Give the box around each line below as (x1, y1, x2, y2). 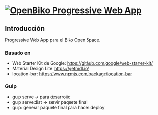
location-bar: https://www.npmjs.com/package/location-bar (12, 71, 132, 77)
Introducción (5, 24, 45, 33)
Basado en (5, 49, 31, 56)
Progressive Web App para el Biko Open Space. (5, 37, 101, 43)
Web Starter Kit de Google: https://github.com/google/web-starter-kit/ (12, 60, 153, 66)
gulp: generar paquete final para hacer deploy (12, 104, 105, 110)
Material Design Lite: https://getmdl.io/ (12, 66, 89, 72)
